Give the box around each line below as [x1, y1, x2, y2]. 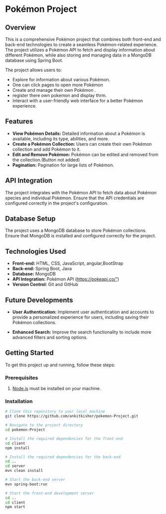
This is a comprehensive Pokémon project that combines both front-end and [5, 36, 161, 42]
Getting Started [5, 348, 54, 357]
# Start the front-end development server [5, 491, 94, 496]
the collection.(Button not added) [12, 157, 80, 163]
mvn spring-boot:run [5, 482, 48, 487]
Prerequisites [5, 374, 38, 381]
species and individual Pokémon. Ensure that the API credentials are [5, 195, 145, 201]
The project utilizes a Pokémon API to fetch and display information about [5, 47, 155, 53]
